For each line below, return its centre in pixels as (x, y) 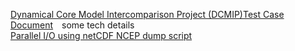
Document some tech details (72, 25)
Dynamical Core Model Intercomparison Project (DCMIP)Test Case (147, 14)
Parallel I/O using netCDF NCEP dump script (101, 35)
